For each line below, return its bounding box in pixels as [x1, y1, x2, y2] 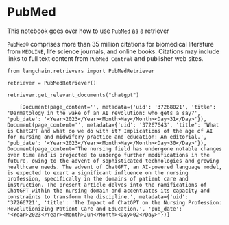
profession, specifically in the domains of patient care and [7, 175, 189, 182]
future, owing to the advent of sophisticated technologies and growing [7, 157, 219, 164]
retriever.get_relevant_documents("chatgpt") [7, 92, 139, 98]
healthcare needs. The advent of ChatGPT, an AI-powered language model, [7, 163, 223, 170]
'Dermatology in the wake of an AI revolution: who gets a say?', [7, 109, 201, 116]
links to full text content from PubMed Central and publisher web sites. [7, 54, 204, 62]
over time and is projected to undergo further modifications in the [7, 151, 210, 158]
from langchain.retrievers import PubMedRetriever [7, 68, 155, 75]
